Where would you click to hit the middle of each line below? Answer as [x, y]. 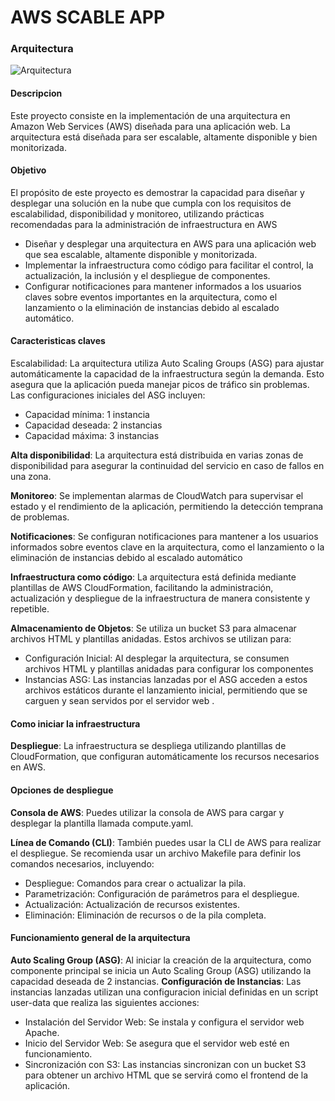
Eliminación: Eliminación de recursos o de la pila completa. [145, 915]
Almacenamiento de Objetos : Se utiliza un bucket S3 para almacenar [153, 628]
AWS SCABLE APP [88, 17]
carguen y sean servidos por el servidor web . [119, 701]
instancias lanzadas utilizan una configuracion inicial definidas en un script [164, 992]
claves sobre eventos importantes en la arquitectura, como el [151, 297]
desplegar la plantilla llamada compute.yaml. [102, 823]
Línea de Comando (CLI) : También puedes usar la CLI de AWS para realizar [166, 842]
